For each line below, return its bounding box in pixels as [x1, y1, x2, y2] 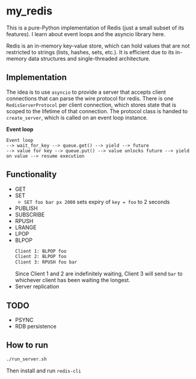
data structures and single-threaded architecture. [28, 55, 150, 62]
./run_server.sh [6, 356, 47, 362]
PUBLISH [14, 205, 38, 212]
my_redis [6, 4, 53, 18]
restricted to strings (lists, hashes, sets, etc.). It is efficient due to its [6, 48, 174, 55]
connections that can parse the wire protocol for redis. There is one [6, 94, 174, 102]
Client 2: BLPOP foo [14, 254, 67, 260]
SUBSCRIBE [14, 211, 45, 218]
